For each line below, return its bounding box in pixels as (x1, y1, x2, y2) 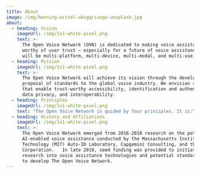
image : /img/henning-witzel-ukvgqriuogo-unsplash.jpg (6, 14, 143, 20)
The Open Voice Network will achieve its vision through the (21, 75, 177, 81)
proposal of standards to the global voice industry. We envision (21, 81, 190, 87)
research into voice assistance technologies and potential (21, 152, 174, 158)
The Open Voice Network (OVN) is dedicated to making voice (21, 42, 174, 48)
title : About (6, 8, 39, 15)
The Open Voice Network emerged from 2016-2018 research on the (21, 130, 185, 137)
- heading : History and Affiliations (11, 114, 105, 119)
